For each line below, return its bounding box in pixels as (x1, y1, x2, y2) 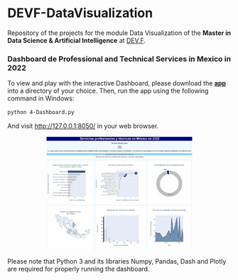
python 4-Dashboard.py (7, 109, 75, 116)
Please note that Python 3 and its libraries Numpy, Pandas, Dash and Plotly (7, 256, 227, 265)
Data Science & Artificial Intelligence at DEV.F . (7, 36, 146, 44)
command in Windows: (7, 94, 75, 103)
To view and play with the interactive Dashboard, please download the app (7, 79, 226, 88)
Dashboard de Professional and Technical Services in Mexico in (7, 53, 232, 63)
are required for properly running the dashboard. (7, 264, 150, 273)
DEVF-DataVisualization (7, 5, 153, 21)
